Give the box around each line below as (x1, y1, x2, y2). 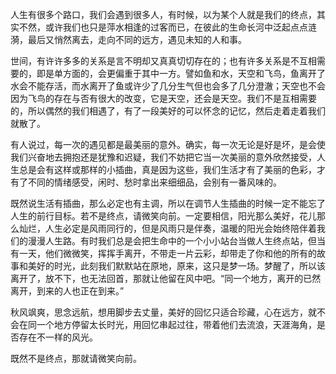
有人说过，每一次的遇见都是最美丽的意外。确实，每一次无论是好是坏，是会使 (10, 139, 326, 150)
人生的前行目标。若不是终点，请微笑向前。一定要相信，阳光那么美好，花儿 (10, 210, 317, 222)
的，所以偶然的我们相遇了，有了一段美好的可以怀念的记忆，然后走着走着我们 (10, 105, 326, 117)
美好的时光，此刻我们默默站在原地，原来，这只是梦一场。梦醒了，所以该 (27, 260, 326, 272)
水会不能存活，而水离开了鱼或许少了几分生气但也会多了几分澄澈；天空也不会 (10, 80, 326, 92)
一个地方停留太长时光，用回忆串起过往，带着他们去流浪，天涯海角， (36, 319, 317, 330)
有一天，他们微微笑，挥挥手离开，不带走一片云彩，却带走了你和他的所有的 (10, 248, 317, 259)
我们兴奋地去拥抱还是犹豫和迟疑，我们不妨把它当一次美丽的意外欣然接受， (10, 151, 317, 163)
